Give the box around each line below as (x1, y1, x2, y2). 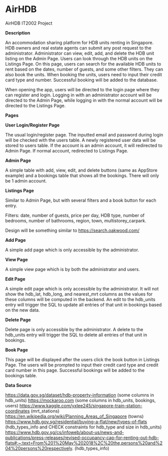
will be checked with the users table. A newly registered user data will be (5, 137, 156, 143)
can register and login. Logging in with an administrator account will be (5, 92, 152, 98)
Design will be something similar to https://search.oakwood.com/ (5, 227, 139, 233)
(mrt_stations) (31, 408, 60, 414)
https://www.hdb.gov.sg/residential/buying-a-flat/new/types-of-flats (5, 418, 147, 424)
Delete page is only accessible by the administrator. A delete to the (5, 326, 143, 332)
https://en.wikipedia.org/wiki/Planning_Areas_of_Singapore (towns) (5, 413, 144, 419)
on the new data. (5, 307, 40, 313)
